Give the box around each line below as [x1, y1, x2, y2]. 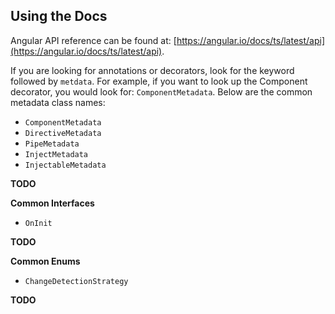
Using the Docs [10, 8, 108, 25]
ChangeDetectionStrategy [24, 276, 129, 286]
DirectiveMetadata [24, 128, 102, 138]
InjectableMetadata [24, 160, 107, 170]
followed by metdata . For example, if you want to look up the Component [10, 75, 308, 87]
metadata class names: [10, 96, 106, 108]
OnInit [24, 218, 53, 228]
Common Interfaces [10, 197, 95, 209]
